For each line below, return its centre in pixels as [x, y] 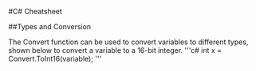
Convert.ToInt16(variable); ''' [55, 59]
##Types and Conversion [50, 26]
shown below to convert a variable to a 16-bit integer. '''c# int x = [115, 50]
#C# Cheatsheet [35, 11]
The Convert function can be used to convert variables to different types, [128, 42]
